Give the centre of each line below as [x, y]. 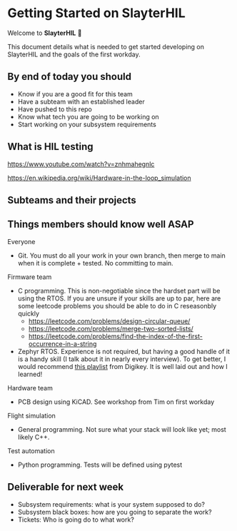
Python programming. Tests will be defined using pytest [100, 465]
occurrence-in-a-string [62, 343]
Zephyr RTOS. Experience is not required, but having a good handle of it [123, 351]
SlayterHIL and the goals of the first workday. [74, 54]
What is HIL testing [51, 147]
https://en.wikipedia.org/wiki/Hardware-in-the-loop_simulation [99, 178]
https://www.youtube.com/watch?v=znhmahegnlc [81, 164]
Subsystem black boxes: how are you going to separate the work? [115, 512]
